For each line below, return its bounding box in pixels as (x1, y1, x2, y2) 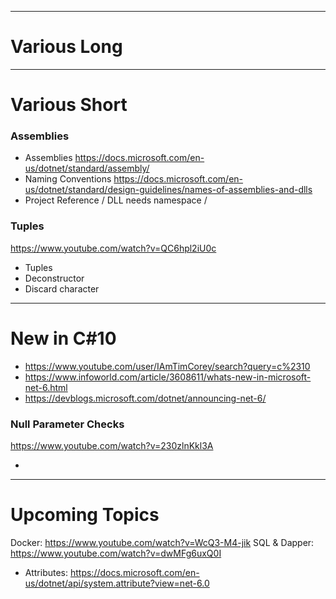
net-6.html (24, 381, 68, 393)
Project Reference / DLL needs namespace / (24, 194, 208, 206)
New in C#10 (10, 327, 117, 350)
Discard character (24, 282, 100, 295)
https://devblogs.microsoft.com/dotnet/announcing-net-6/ (24, 392, 267, 404)
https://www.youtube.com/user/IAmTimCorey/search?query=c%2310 (24, 360, 311, 372)
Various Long (10, 36, 123, 58)
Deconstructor (24, 272, 85, 284)
